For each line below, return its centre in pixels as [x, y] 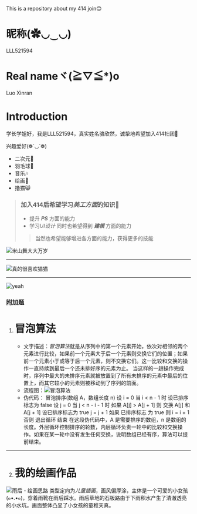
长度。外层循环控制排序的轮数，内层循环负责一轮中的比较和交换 [100, 427]
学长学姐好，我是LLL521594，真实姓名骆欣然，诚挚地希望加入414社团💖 [92, 133]
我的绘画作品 [45, 473]
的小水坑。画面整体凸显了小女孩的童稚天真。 [60, 505]
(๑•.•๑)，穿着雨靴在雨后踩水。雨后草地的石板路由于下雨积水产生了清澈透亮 [96, 498]
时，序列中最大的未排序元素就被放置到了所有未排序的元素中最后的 [103, 375]
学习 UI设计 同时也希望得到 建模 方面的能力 [80, 226]
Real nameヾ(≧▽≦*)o [63, 76]
